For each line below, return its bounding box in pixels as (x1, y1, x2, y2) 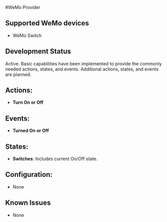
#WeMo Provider (5, 5, 40, 10)
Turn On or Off (12, 99, 44, 105)
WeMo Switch (12, 32, 42, 39)
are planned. (5, 71, 32, 78)
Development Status (5, 47, 71, 56)
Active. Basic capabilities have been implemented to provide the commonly (5, 60, 162, 66)
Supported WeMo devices (5, 19, 90, 27)
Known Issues (5, 199, 51, 207)
